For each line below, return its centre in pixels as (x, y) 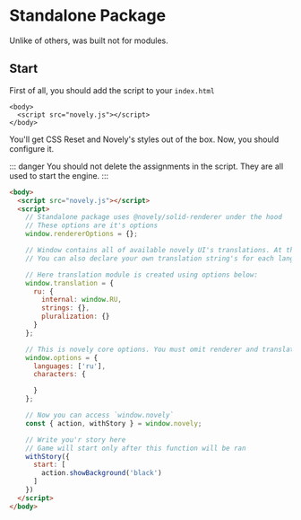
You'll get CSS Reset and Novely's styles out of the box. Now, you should (144, 139)
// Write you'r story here (76, 440)
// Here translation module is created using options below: (142, 275)
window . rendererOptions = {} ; (82, 234)
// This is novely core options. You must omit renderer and (142, 349)
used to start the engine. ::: (59, 175)
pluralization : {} (76, 317)
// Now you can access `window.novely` (100, 415)
